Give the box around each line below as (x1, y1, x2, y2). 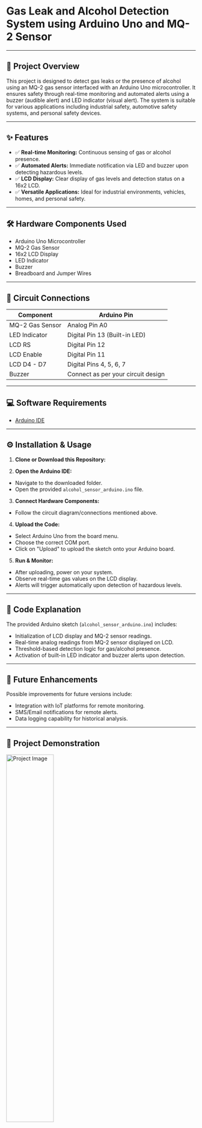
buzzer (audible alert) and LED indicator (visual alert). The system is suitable (6, 97, 196, 104)
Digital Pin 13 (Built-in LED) (67, 331, 146, 339)
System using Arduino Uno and (6, 17, 165, 31)
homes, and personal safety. (14, 195, 86, 202)
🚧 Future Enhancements (6, 674, 98, 685)
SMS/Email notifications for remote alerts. (14, 709, 118, 716)
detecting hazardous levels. (14, 168, 84, 176)
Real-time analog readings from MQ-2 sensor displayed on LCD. (14, 638, 174, 646)
